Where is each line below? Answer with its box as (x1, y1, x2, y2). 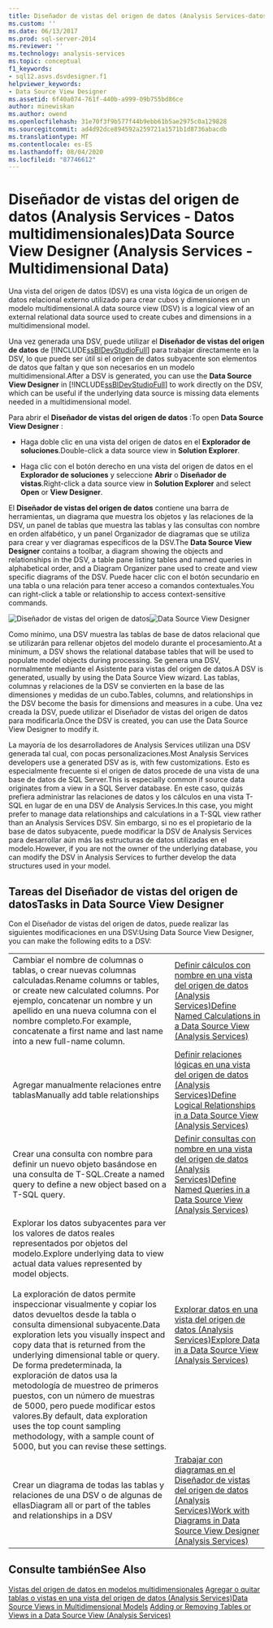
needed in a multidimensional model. (8, 397, 132, 407)
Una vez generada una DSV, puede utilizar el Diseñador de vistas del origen (8, 336, 265, 346)
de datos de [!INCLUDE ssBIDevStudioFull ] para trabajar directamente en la (8, 345, 259, 355)
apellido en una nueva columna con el (12, 1005, 157, 1016)
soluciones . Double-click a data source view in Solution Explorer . (19, 446, 240, 456)
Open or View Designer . (19, 487, 103, 497)
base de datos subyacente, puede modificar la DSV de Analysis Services (8, 826, 253, 837)
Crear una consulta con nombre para (12, 1149, 153, 1159)
